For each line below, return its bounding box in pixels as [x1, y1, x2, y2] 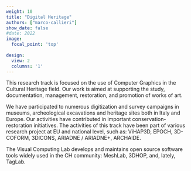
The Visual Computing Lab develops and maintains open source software [6, 146, 183, 153]
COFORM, [6, 135, 30, 142]
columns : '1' [11, 63, 43, 69]
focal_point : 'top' [11, 42, 59, 48]
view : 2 [11, 58, 30, 63]
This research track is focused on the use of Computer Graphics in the [6, 79, 176, 86]
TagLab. [6, 158, 26, 165]
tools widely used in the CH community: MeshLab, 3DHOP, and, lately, [6, 152, 176, 159]
